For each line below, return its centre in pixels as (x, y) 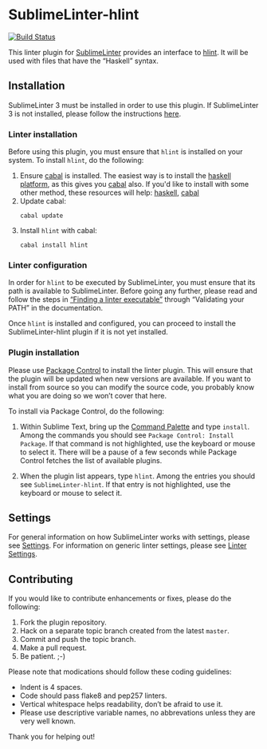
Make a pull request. (53, 648)
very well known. (47, 721)
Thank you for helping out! (52, 737)
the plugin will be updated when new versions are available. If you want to (130, 378)
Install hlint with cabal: (58, 231)
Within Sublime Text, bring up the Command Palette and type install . (135, 426)
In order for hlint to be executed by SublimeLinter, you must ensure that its (132, 283)
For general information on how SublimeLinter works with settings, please (129, 537)
